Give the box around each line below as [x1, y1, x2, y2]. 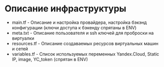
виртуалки [11, 35, 34, 41]
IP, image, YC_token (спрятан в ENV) [11, 56, 88, 62]
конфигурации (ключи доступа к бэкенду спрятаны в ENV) [11, 24, 137, 30]
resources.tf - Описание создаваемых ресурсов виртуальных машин [11, 40, 159, 46]
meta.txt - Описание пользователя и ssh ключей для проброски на [11, 30, 154, 36]
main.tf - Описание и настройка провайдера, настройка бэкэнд [11, 19, 147, 25]
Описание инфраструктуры [4, 3, 127, 14]
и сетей [11, 46, 28, 52]
